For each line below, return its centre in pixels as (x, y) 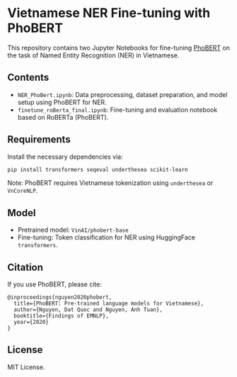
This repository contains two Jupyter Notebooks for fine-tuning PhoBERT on (118, 47)
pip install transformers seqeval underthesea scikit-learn (98, 169)
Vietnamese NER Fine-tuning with (109, 13)
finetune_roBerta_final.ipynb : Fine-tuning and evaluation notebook (117, 109)
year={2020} (31, 322)
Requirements (39, 140)
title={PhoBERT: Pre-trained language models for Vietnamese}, (109, 304)
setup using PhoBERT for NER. (62, 102)
